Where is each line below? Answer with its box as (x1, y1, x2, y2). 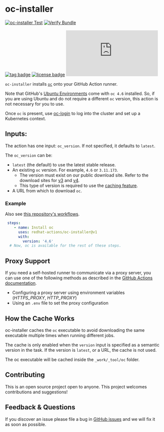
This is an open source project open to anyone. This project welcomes (5, 384, 147, 389)
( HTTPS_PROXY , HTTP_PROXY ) (12, 295, 77, 301)
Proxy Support (5, 257, 50, 265)
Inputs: (5, 130, 27, 138)
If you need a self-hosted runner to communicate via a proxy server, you (5, 270, 151, 276)
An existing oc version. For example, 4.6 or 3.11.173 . (12, 167, 118, 173)
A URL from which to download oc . (12, 187, 82, 194)
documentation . (5, 280, 37, 286)
